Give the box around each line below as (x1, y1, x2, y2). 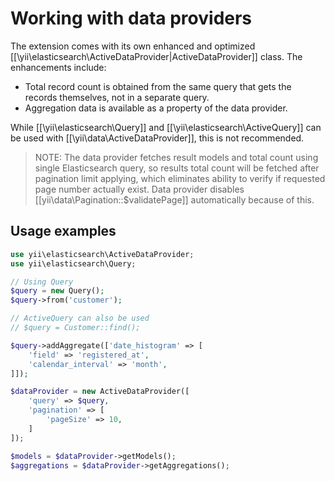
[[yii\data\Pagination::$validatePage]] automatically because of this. (34, 193, 315, 206)
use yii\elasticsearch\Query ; (10, 258, 137, 269)
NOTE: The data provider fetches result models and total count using (34, 151, 319, 163)
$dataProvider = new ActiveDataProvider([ (10, 387, 190, 397)
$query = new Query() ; (10, 286, 105, 296)
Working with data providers (10, 7, 253, 30)
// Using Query (10, 277, 74, 287)
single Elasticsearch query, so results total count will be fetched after (34, 162, 320, 174)
